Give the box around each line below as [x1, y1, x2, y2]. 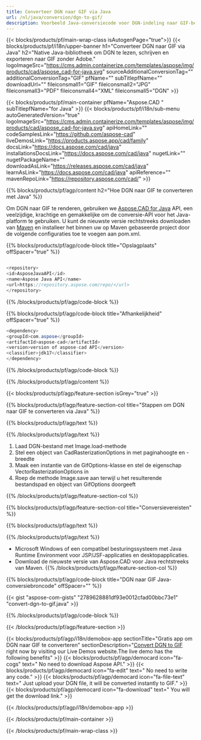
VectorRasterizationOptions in [14, 468, 89, 475]
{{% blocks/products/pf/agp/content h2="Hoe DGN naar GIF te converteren [6, 187, 193, 194]
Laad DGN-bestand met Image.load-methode [14, 443, 127, 449]
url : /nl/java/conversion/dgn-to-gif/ [6, 14, 103, 20]
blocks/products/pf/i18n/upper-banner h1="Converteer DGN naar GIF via [6, 43, 185, 50]
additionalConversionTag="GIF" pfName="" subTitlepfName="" [6, 74, 163, 81]
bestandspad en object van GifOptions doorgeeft [14, 481, 136, 488]
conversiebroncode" [6, 582, 57, 589]
